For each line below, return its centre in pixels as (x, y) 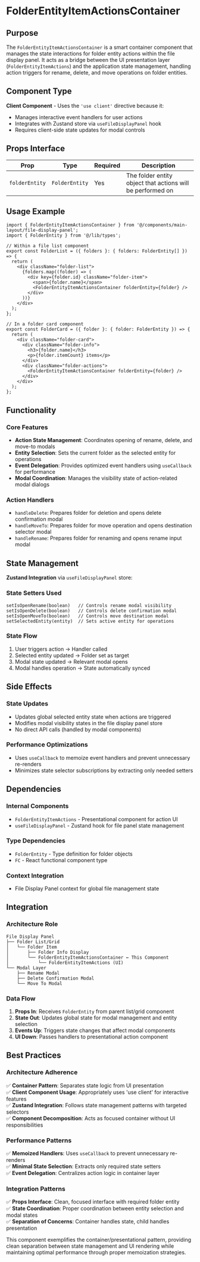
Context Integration (35, 875)
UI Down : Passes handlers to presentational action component (91, 1037)
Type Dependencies (36, 841)
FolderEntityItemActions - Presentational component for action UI (96, 819)
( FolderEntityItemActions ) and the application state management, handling (99, 66)
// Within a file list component (48, 246)
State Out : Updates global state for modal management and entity (96, 1018)
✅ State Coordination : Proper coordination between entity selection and (95, 1208)
